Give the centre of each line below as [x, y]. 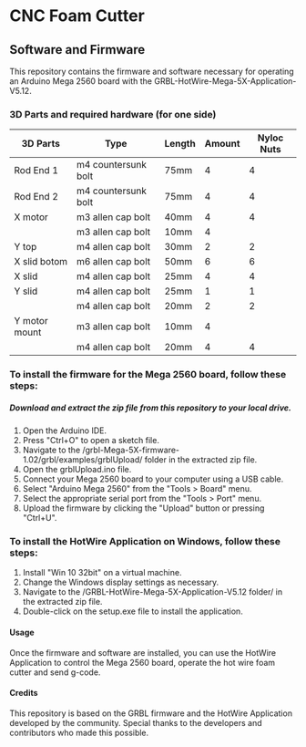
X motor [31, 217]
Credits [24, 693]
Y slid [26, 291]
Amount [222, 144]
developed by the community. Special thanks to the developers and [136, 722]
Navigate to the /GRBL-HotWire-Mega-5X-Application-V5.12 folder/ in [153, 592]
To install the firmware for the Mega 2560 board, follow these [148, 375]
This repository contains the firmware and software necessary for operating [152, 71]
